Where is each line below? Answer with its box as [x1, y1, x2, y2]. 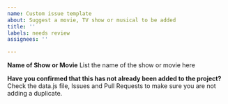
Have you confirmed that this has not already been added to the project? [7, 74, 222, 83]
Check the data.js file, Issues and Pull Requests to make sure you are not [7, 82, 216, 90]
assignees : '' [7, 36, 49, 43]
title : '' [7, 23, 36, 30]
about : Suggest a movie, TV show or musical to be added [7, 17, 176, 24]
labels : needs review [7, 29, 70, 37]
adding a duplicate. [7, 89, 63, 98]
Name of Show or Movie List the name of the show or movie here [7, 61, 195, 69]
